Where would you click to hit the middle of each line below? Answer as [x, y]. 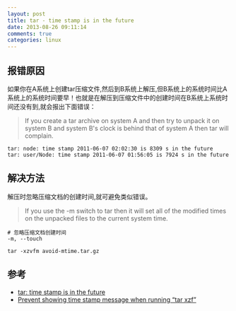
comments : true [30, 34]
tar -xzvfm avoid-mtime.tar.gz [53, 251]
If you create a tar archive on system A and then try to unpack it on [122, 120]
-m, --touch [25, 239]
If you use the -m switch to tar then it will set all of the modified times [125, 211]
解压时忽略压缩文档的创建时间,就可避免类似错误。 [79, 196]
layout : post [26, 14]
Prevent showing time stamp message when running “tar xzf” [107, 299]
